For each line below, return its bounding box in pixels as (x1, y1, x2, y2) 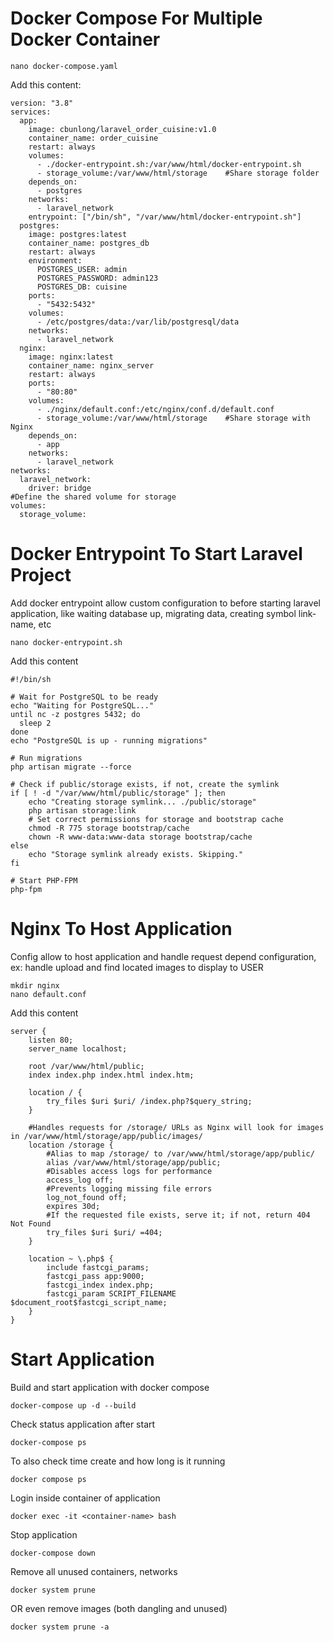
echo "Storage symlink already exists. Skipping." (28, 849, 244, 859)
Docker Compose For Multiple (10, 7, 263, 30)
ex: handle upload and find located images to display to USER (10, 961, 264, 973)
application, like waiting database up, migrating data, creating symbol (10, 607, 297, 619)
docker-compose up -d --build (10, 1400, 137, 1411)
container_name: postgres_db (28, 238, 150, 248)
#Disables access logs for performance (46, 1166, 213, 1176)
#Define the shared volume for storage (10, 492, 177, 502)
